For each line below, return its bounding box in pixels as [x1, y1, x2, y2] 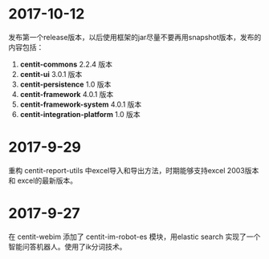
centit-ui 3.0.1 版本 [19, 69, 83, 79]
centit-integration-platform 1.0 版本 [19, 109, 141, 119]
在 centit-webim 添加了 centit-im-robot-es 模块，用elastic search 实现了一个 [8, 232, 261, 241]
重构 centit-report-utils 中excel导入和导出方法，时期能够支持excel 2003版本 [8, 165, 259, 175]
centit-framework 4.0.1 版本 [19, 89, 114, 99]
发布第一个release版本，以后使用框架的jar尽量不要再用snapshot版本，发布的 [8, 32, 262, 42]
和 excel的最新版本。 [8, 176, 78, 185]
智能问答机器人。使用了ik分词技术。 [8, 241, 127, 251]
